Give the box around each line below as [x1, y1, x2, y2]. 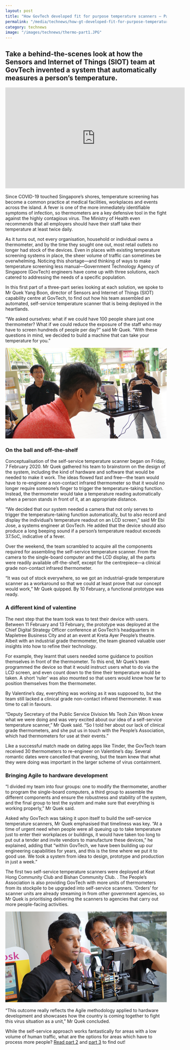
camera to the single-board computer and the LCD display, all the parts [5, 554, 155, 561]
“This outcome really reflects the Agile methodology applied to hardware [5, 1007, 159, 1014]
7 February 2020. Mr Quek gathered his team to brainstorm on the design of [5, 464, 166, 470]
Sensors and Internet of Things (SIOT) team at [5, 57, 155, 66]
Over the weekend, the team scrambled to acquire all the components [5, 543, 153, 549]
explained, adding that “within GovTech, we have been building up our [5, 842, 154, 849]
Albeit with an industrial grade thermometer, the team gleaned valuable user [5, 637, 166, 644]
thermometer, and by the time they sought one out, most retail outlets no [5, 241, 158, 248]
